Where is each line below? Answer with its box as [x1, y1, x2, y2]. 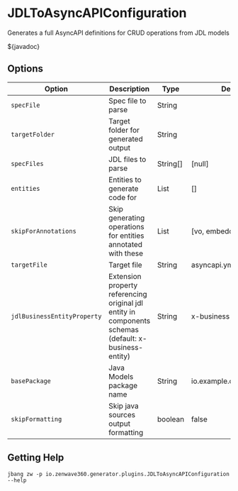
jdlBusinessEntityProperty [11, 312, 102, 320]
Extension [108, 271, 142, 281]
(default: [108, 333, 137, 343]
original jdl [108, 298, 144, 308]
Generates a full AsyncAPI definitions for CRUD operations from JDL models [7, 28, 230, 37]
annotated [108, 239, 143, 249]
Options [7, 62, 44, 75]
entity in [108, 307, 136, 316]
